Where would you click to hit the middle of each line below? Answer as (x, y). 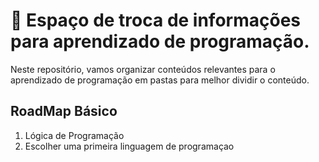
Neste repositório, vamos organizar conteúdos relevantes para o (143, 69)
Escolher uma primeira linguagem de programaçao (129, 146)
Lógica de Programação (74, 135)
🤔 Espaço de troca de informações (156, 20)
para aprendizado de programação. (160, 41)
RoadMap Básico (64, 111)
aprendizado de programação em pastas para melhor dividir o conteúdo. (160, 80)
